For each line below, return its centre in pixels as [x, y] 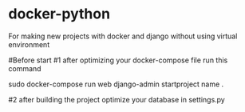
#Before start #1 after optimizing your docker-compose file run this [118, 60]
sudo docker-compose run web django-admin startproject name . [116, 84]
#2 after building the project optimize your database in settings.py [117, 99]
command [25, 68]
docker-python [59, 14]
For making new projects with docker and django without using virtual [123, 36]
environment [29, 44]
